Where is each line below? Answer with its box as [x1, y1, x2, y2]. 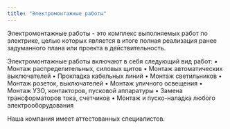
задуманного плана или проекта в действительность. [7, 43, 166, 52]
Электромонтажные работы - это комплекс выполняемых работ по [7, 29, 208, 37]
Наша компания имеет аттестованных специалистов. [7, 115, 165, 123]
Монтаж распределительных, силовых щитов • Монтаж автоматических [7, 64, 223, 72]
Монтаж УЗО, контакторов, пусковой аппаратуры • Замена [7, 86, 184, 95]
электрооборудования [7, 101, 74, 109]
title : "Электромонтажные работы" [7, 10, 107, 17]
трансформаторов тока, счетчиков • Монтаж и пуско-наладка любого [7, 94, 216, 102]
